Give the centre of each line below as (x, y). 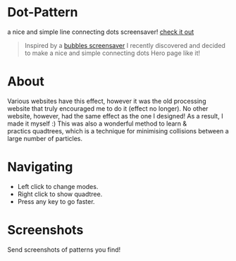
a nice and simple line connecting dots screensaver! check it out (101, 32)
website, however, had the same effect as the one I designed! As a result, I (115, 116)
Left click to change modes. (58, 186)
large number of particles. (45, 138)
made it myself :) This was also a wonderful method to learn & (97, 123)
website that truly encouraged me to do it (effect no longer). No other (108, 108)
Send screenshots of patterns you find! (64, 249)
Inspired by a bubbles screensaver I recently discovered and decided (125, 45)
